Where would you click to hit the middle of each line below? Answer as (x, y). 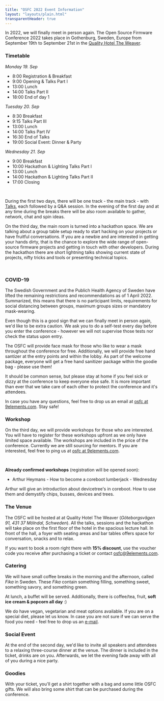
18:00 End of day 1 (31, 97)
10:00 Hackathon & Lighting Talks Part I (52, 166)
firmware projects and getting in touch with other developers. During (90, 247)
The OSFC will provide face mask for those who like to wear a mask (73, 346)
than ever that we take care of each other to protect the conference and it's (82, 386)
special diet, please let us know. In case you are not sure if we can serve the (82, 616)
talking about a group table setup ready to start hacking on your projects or (81, 231)
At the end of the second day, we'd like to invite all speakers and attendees (81, 645)
